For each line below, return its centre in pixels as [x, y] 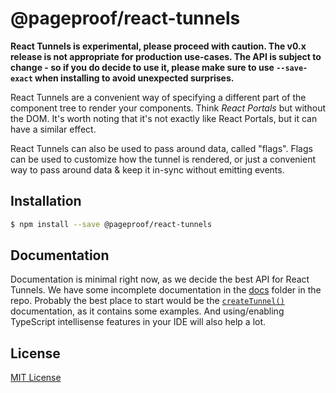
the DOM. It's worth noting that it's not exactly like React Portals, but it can [164, 118]
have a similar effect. [53, 129]
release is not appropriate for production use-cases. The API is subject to [166, 56]
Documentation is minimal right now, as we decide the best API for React [160, 279]
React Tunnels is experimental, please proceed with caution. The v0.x [158, 46]
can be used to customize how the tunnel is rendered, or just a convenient [163, 159]
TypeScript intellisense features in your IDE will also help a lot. [138, 322]
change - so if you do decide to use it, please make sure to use [142, 67]
